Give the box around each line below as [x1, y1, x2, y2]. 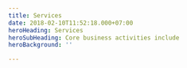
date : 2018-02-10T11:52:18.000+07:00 [8, 19, 134, 27]
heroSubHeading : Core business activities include [8, 33, 180, 42]
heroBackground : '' [8, 41, 73, 49]
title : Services [8, 11, 62, 20]
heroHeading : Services [8, 26, 84, 34]
